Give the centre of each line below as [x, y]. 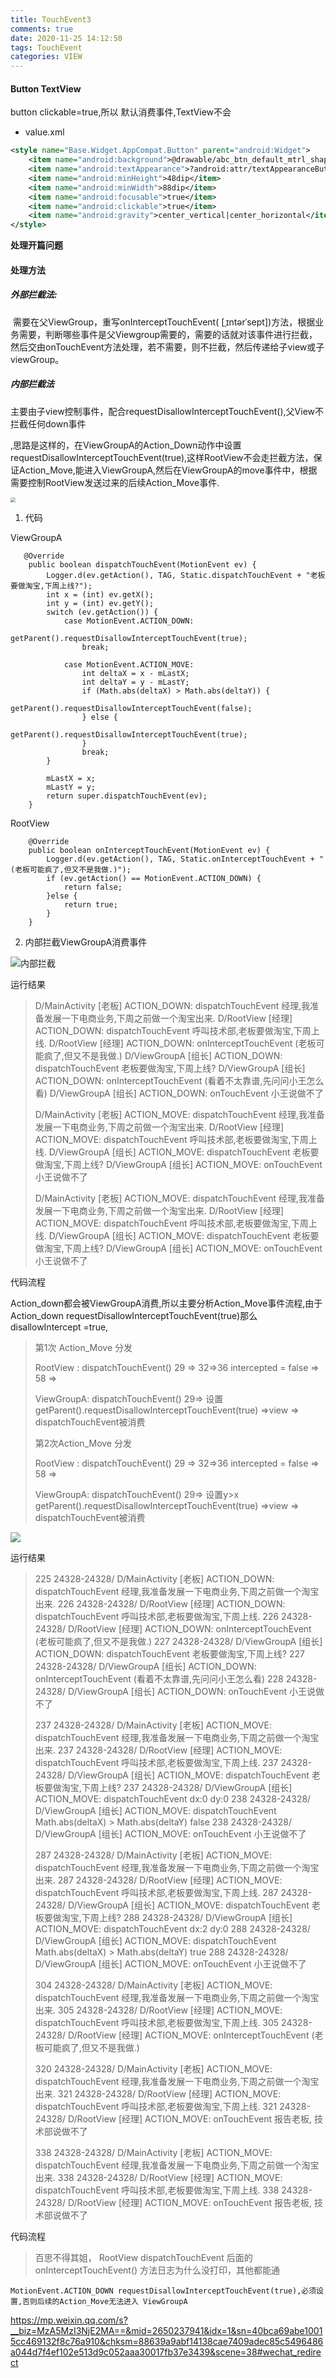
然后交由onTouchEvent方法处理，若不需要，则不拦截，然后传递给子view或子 [167, 347]
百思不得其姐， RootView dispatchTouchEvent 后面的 [143, 2257]
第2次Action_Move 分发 [83, 1443]
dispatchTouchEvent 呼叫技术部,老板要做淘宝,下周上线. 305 [157, 2022]
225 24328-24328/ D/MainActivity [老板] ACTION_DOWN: [154, 1578]
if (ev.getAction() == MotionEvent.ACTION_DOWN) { [154, 878]
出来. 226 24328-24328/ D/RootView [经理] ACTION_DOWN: [160, 1603]
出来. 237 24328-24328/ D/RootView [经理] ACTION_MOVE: [158, 1750]
